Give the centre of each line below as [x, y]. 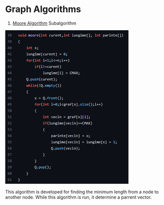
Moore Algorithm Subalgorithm [44, 23]
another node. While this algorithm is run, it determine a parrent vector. [78, 197]
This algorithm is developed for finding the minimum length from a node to [82, 191]
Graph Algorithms [43, 9]
